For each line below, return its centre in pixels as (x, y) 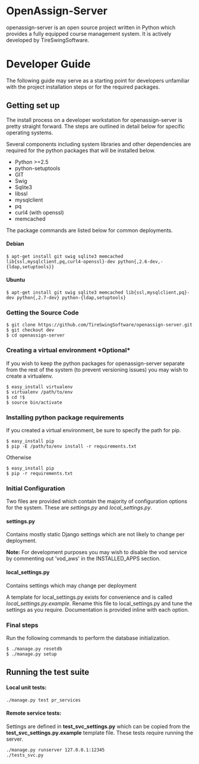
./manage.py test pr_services (44, 700)
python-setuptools (37, 168)
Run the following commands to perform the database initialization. (88, 638)
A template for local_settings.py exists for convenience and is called (89, 597)
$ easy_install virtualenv (40, 387)
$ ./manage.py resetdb (34, 649)
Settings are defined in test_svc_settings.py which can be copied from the (98, 726)
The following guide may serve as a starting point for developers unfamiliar (98, 80)
